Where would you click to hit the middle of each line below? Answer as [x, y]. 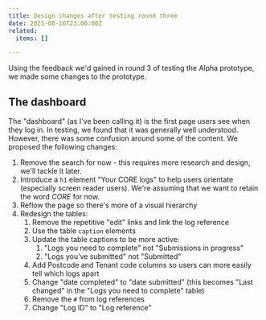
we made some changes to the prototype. [78, 76]
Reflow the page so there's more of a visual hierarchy [108, 205]
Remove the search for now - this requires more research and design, [135, 162]
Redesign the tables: [54, 214]
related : [23, 31]
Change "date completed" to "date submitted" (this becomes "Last [142, 282]
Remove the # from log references [88, 299]
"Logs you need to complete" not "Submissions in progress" [143, 248]
